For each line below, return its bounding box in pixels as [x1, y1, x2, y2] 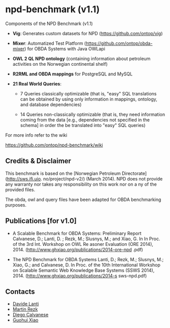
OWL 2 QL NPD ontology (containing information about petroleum [12, 55, 151, 62]
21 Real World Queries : [12, 81, 62, 87]
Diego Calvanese [12, 312, 49, 318]
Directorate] [121, 170, 147, 176]
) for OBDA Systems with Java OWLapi [24, 45, 106, 52]
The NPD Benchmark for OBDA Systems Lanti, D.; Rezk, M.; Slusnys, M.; [12, 256, 164, 262]
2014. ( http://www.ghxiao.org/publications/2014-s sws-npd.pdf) [12, 272, 147, 279]
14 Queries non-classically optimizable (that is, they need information [20, 111, 165, 117]
